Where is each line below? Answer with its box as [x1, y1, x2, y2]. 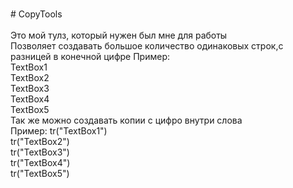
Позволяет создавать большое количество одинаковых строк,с [10, 40, 284, 52]
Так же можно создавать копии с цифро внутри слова [10, 114, 243, 126]
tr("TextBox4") [10, 157, 71, 168]
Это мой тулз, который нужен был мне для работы [10, 29, 228, 41]
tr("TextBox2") [10, 136, 70, 147]
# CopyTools [10, 8, 63, 20]
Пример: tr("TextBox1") [10, 125, 108, 137]
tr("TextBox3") [10, 146, 70, 158]
